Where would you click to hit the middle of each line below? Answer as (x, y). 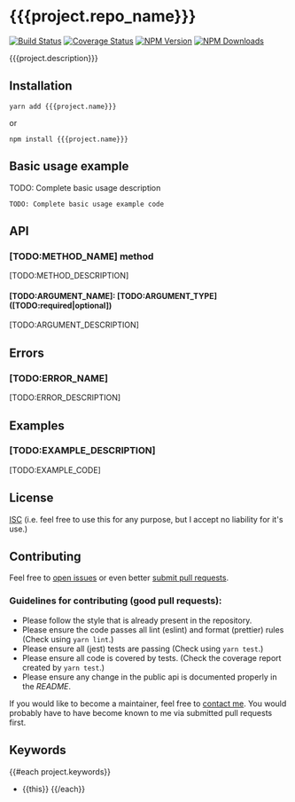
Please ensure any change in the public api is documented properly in (149, 677)
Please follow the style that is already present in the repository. (137, 620)
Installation (41, 86)
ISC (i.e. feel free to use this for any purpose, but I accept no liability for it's (146, 519)
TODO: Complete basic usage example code (87, 204)
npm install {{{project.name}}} (69, 139)
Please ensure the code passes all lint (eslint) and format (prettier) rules (153, 629)
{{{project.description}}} (54, 58)
